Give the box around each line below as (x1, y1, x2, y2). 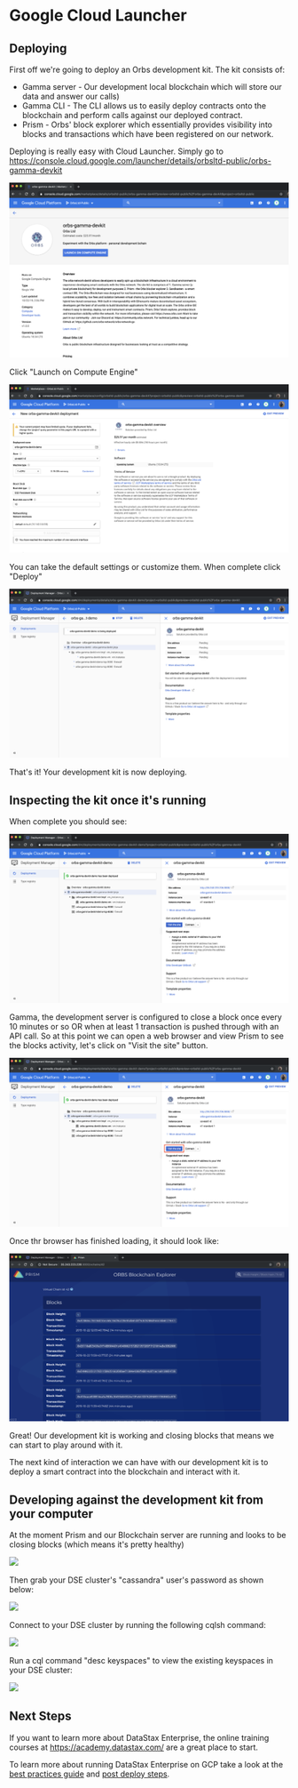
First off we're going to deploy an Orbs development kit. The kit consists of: (9, 64, 286, 75)
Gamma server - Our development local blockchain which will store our (21, 82, 282, 92)
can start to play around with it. (9, 1439, 123, 1450)
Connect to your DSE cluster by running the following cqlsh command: (9, 1620, 266, 1630)
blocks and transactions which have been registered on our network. (21, 129, 274, 139)
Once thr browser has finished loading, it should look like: (9, 1235, 220, 1246)
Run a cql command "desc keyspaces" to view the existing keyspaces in (9, 1656, 273, 1665)
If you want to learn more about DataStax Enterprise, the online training (9, 1732, 270, 1743)
